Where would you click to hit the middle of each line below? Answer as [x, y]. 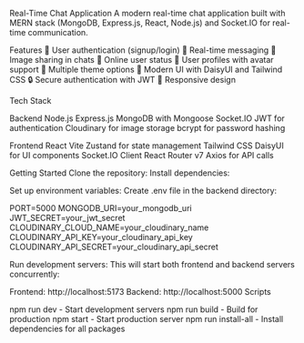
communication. [58, 32]
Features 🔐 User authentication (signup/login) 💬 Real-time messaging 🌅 [143, 50]
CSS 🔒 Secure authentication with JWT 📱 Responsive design [123, 80]
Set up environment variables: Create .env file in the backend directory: [143, 191]
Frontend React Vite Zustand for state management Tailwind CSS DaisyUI [147, 146]
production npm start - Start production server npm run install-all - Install [147, 319]
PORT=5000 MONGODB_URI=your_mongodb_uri [101, 208]
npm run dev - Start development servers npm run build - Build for [134, 309]
